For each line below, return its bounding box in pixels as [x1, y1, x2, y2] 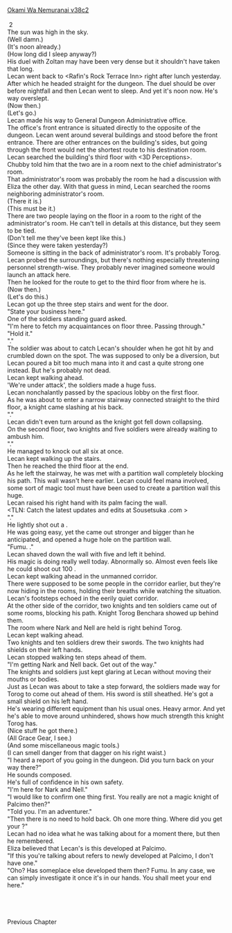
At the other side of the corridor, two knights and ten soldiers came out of [7, 601, 217, 610]
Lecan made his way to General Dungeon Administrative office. [7, 116, 188, 124]
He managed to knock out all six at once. [7, 447, 124, 455]
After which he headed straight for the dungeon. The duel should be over [7, 80, 216, 87]
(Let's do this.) [7, 293, 48, 300]
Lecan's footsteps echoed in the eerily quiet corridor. [7, 595, 159, 602]
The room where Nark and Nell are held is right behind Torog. [7, 624, 182, 632]
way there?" [7, 763, 42, 771]
